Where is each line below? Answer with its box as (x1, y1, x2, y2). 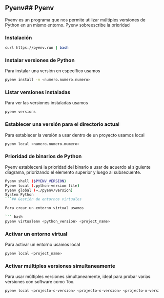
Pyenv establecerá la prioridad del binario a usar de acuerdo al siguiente (5, 164, 151, 170)
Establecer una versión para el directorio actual (5, 121, 120, 128)
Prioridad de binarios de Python (5, 153, 82, 160)
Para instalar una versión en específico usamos (5, 68, 101, 74)
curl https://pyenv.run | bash (5, 45, 69, 50)
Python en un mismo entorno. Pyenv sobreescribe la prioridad (5, 22, 130, 28)
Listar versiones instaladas (5, 89, 71, 96)
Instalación (5, 34, 32, 41)
